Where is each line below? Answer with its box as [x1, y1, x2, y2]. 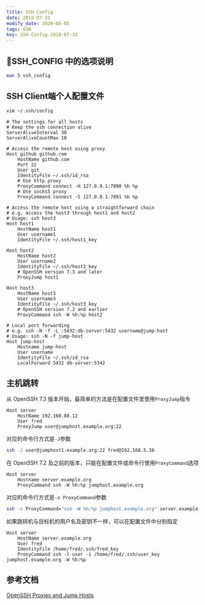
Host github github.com [6, 151, 67, 157]
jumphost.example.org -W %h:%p [6, 557, 86, 563]
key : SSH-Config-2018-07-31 [6, 32, 78, 38]
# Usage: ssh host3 [6, 215, 56, 221]
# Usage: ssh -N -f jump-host [6, 333, 84, 339]
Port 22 [17, 162, 37, 168]
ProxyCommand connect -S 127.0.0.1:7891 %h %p [17, 194, 138, 200]
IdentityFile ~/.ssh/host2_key [17, 263, 97, 269]
